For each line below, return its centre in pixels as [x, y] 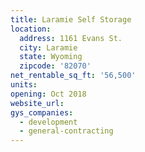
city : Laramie [48, 47]
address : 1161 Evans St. [71, 38]
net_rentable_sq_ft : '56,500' [73, 76]
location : [31, 29]
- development [48, 122]
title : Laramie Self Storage [71, 19]
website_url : [37, 103]
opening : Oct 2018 [48, 94]
